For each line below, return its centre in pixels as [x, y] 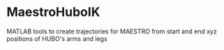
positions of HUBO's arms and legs [57, 38]
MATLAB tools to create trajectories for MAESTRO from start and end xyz [112, 31]
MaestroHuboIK [53, 12]
